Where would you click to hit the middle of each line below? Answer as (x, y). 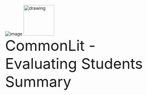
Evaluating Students (74, 64)
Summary (38, 82)
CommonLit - (50, 46)
